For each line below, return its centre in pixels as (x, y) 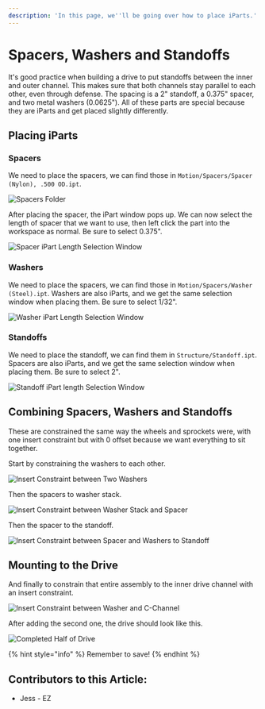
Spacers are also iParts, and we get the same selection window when (122, 363)
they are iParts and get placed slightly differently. (88, 110)
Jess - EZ (35, 699)
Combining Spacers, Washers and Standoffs (120, 412)
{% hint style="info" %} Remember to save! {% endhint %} (104, 654)
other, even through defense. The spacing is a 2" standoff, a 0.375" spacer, (131, 94)
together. (23, 448)
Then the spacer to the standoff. (61, 525)
